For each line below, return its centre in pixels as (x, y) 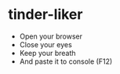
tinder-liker (45, 15)
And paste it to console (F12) (66, 61)
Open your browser (51, 36)
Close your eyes (45, 44)
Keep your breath (47, 53)
